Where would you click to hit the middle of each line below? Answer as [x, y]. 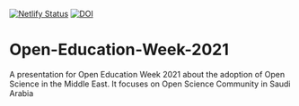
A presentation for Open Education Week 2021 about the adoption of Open [147, 74]
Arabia [22, 93]
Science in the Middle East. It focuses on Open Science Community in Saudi [150, 84]
